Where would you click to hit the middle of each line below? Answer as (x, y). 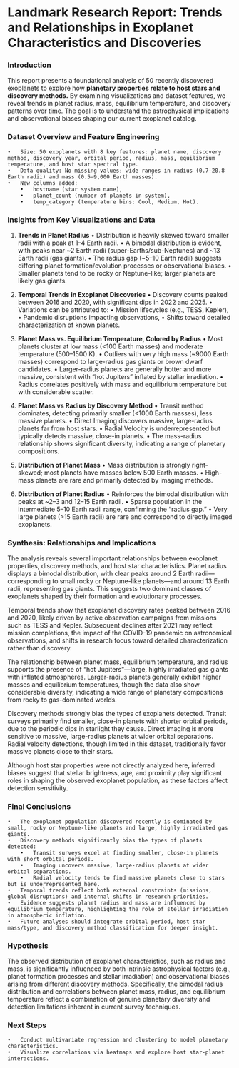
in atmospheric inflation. (47, 915)
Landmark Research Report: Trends (115, 12)
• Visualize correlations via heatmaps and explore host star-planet (116, 1053)
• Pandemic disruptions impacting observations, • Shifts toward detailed (124, 318)
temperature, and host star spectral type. (73, 164)
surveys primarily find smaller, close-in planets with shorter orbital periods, (118, 721)
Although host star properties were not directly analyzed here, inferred (111, 765)
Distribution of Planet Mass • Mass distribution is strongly (104, 465)
